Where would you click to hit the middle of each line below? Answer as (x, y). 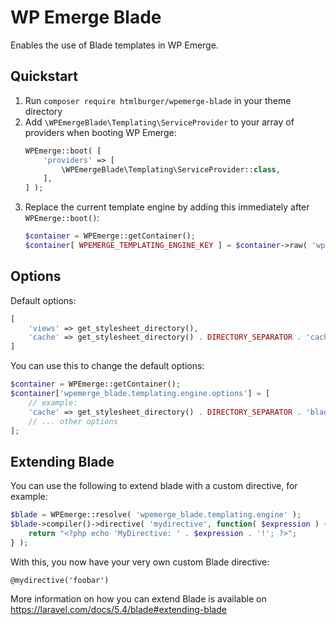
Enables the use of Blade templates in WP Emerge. (114, 45)
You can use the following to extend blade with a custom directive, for (154, 486)
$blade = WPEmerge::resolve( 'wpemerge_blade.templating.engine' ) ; (156, 515)
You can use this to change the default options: (107, 366)
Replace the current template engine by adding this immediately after (167, 207)
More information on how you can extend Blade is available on (138, 598)
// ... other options (73, 421)
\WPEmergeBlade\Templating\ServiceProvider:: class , (171, 169)
